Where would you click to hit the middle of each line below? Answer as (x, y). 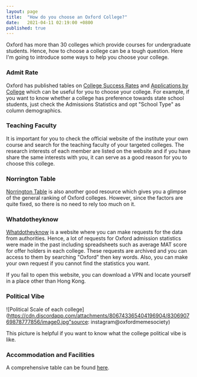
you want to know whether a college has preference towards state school (95, 98)
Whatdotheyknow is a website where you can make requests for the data (94, 232)
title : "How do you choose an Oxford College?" (67, 17)
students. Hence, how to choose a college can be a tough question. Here (95, 51)
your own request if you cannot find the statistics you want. (78, 263)
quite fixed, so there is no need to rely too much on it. (71, 204)
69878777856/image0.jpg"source (47, 322)
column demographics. (34, 110)
